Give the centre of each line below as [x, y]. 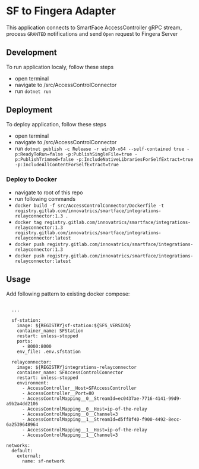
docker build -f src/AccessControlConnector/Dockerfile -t [89, 206]
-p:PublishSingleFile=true [99, 154]
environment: [33, 383]
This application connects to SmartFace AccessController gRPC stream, [94, 27]
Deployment [29, 110]
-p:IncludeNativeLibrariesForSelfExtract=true [135, 159]
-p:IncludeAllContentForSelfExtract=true [67, 164]
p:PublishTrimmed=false [44, 159]
